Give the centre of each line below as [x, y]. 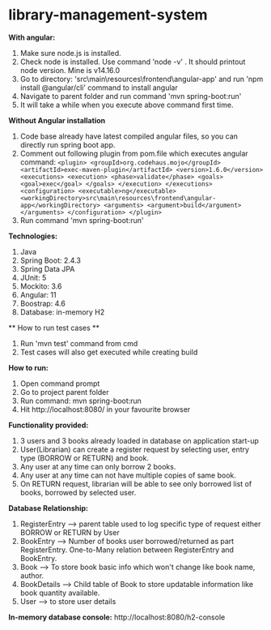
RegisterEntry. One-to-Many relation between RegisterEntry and [127, 550]
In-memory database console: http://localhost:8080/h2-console [117, 617]
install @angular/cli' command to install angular [99, 88]
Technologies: [33, 236]
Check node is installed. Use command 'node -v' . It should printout [133, 62]
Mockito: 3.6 [41, 286]
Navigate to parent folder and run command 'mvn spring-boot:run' [131, 96]
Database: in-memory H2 [62, 312]
